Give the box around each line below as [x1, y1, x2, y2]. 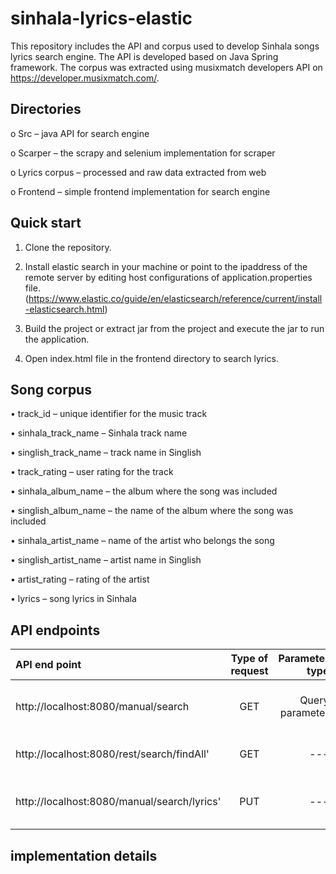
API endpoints [10, 622, 101, 639]
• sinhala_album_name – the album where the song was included [10, 485, 278, 497]
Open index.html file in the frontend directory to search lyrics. [24, 352, 279, 364]
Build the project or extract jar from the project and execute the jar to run [24, 322, 325, 334]
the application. [24, 333, 90, 345]
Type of [230, 652, 269, 666]
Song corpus [10, 381, 92, 398]
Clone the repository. [24, 241, 112, 253]
